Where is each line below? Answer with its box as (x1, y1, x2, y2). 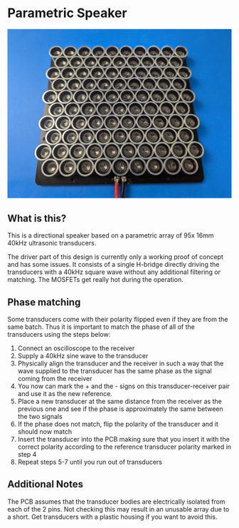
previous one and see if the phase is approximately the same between (17, 405, 224, 413)
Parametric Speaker (7, 5, 127, 21)
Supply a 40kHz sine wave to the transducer (17, 352, 149, 360)
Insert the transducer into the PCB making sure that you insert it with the (17, 435, 230, 444)
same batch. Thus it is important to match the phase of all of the (7, 323, 196, 331)
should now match (17, 427, 73, 436)
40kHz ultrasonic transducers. (7, 239, 97, 248)
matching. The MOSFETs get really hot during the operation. (7, 275, 184, 284)
